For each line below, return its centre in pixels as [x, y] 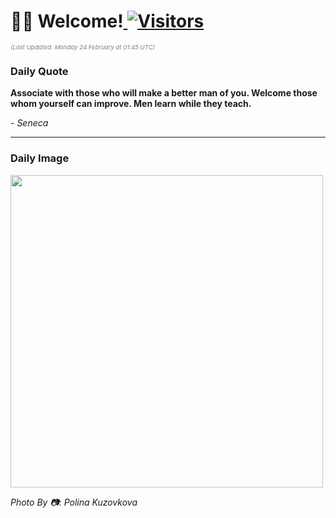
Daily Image [40, 158]
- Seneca [29, 123]
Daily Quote [39, 71]
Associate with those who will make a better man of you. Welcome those [164, 93]
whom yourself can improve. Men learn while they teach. [131, 104]
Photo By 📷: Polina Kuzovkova [74, 502]
